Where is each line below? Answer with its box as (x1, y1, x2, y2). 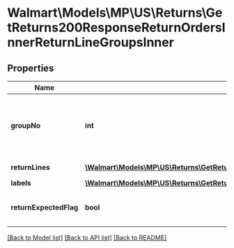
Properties (7, 62, 54, 74)
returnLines (10, 162, 50, 172)
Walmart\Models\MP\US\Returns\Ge (7, 5, 223, 21)
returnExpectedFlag (10, 203, 79, 212)
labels (10, 178, 31, 187)
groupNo (10, 121, 41, 130)
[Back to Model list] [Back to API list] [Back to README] (7, 233, 167, 242)
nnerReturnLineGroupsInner (7, 35, 174, 50)
